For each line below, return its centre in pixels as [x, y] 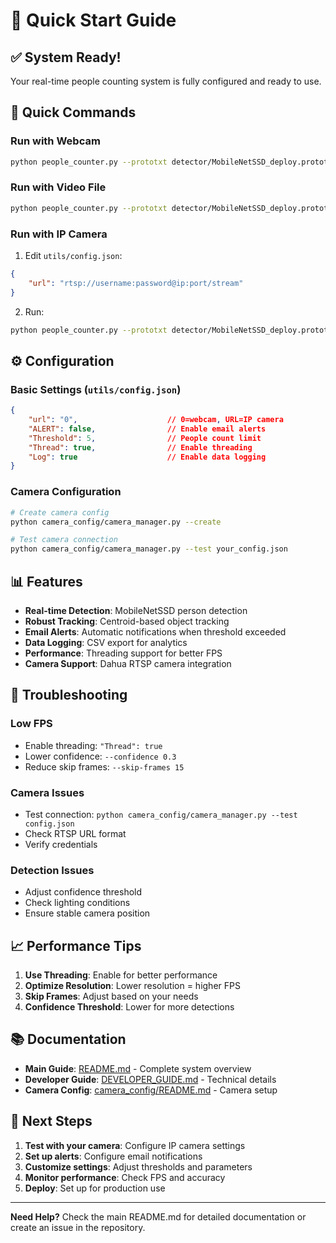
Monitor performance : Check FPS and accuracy [125, 1177]
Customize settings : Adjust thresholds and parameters [138, 1166]
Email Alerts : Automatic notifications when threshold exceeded [155, 631]
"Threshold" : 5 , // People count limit [145, 438]
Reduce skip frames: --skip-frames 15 [104, 766]
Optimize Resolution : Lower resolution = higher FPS [132, 986]
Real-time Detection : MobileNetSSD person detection [136, 610]
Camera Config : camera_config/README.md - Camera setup [151, 1090]
